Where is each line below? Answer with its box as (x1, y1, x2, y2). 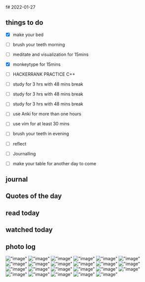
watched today (5, 226, 53, 234)
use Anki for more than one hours (12, 111, 81, 117)
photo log (5, 242, 36, 251)
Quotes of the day (5, 192, 62, 200)
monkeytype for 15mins (12, 61, 61, 67)
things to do (5, 18, 44, 27)
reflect (12, 141, 27, 146)
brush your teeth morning (12, 42, 65, 47)
